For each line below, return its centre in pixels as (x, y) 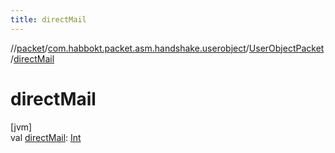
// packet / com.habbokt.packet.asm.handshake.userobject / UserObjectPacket (167, 48)
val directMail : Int (46, 137)
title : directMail (48, 19)
